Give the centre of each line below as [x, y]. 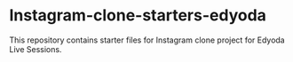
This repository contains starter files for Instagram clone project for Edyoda [147, 40]
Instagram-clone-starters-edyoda [138, 15]
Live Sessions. [36, 49]
